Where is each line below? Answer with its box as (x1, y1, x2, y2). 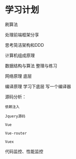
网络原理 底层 (5, 73, 32, 79)
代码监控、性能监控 (5, 148, 44, 154)
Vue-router (5, 131, 27, 136)
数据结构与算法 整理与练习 (5, 63, 57, 69)
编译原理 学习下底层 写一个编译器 (5, 83, 71, 89)
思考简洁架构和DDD (5, 42, 45, 48)
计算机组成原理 (5, 52, 35, 58)
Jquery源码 (5, 114, 26, 119)
